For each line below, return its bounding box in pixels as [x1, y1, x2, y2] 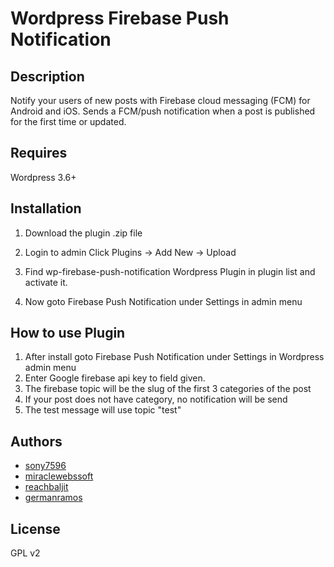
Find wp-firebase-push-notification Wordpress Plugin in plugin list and [24, 265, 316, 277]
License [10, 520, 61, 537]
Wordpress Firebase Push [10, 7, 230, 30]
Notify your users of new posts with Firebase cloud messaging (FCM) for [10, 95, 311, 106]
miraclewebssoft [24, 470, 94, 482]
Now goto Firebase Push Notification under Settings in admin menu [24, 295, 303, 307]
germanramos [24, 492, 83, 504]
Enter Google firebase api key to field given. [24, 372, 206, 384]
